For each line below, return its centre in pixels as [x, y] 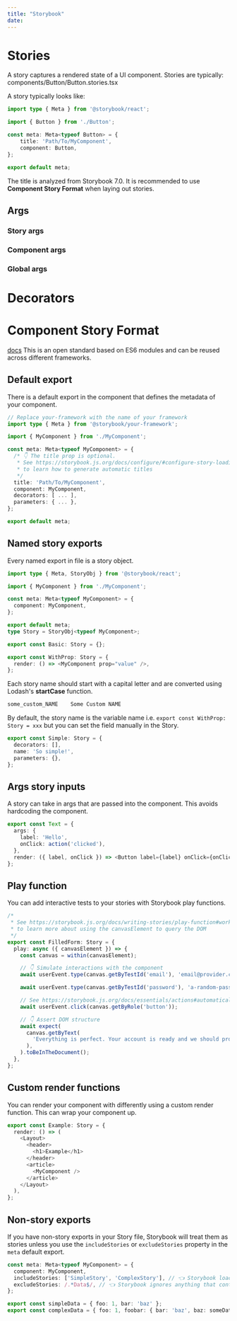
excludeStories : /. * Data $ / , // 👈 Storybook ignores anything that [115, 1285]
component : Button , [49, 148]
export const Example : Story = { [56, 1125]
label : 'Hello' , [44, 837]
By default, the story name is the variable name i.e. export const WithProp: [117, 718]
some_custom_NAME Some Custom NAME [64, 704]
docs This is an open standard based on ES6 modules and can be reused [114, 350]
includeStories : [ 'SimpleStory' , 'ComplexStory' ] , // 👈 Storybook [115, 1278]
